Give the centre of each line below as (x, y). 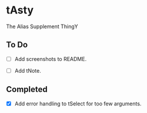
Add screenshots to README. (51, 59)
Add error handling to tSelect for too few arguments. (78, 104)
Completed (27, 89)
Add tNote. (28, 70)
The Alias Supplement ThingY (42, 26)
